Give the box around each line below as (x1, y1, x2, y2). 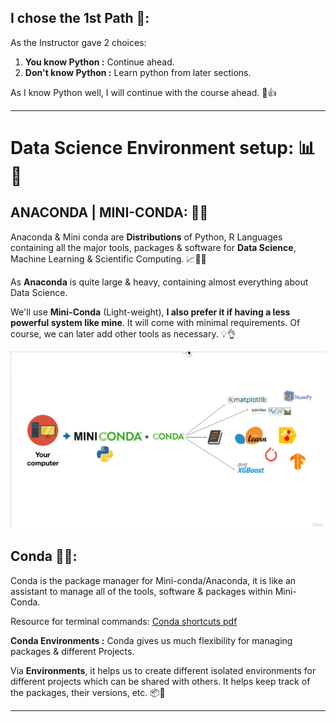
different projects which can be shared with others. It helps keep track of (10, 675, 311, 687)
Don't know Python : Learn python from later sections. (24, 66, 252, 78)
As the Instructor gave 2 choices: (10, 36, 147, 48)
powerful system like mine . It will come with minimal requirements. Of (10, 316, 301, 328)
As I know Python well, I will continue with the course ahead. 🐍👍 (10, 86, 277, 98)
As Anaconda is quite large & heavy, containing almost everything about (10, 276, 309, 288)
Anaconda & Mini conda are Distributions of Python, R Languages (10, 231, 283, 243)
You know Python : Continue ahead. (24, 56, 175, 68)
